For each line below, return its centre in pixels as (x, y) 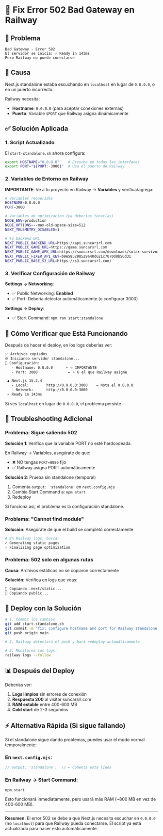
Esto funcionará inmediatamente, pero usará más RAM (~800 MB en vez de (81, 799)
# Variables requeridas (29, 198)
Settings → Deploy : (25, 309)
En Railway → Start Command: (41, 780)
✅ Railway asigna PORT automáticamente (54, 467)
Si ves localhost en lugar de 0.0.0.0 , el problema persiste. (64, 403)
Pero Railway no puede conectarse (40, 58)
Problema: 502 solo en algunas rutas (49, 560)
